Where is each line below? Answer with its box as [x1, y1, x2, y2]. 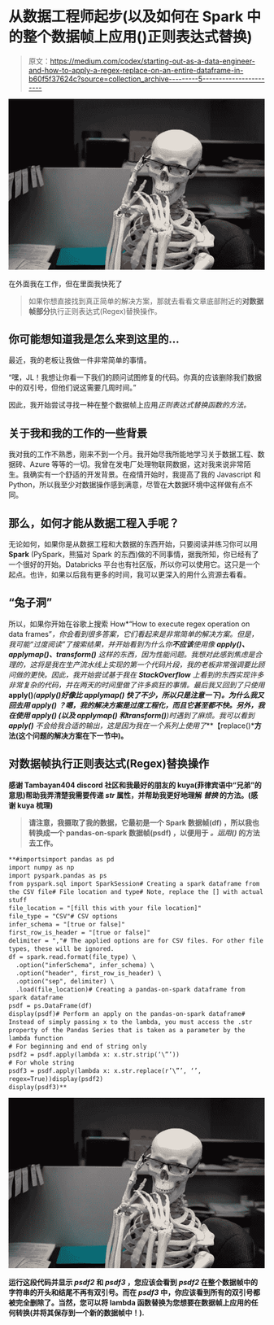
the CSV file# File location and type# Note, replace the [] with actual [8, 887, 264, 896]
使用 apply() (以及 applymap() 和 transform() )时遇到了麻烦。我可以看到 [15, 710, 254, 720]
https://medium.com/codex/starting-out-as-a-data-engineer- [50, 56, 256, 66]
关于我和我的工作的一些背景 [8, 426, 148, 440]
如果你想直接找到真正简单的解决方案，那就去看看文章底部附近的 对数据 [28, 296, 264, 306]
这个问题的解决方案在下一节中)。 [18, 730, 128, 740]
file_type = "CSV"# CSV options [8, 912, 118, 920]
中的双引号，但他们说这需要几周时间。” [8, 383, 137, 393]
